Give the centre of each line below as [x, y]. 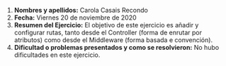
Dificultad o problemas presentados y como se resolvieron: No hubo [117, 47]
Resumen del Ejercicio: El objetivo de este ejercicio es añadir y [106, 25]
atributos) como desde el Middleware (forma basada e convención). [113, 40]
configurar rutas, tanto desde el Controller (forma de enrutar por [108, 32]
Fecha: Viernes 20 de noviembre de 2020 [75, 18]
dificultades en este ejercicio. [57, 55]
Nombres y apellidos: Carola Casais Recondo [81, 10]
